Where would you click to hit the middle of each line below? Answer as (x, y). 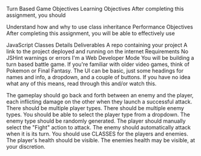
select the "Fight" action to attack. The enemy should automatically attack (98, 127)
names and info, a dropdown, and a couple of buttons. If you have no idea (98, 77)
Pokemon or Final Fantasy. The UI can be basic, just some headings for (95, 71)
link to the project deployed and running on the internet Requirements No (97, 51)
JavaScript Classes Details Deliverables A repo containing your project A (97, 45)
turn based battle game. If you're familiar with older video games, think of (98, 64)
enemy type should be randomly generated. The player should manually (96, 121)
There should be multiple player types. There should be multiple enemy (95, 108)
